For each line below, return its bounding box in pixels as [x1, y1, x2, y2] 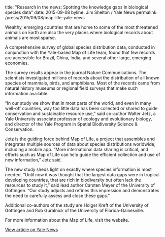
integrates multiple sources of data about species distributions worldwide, [5, 141, 156, 147]
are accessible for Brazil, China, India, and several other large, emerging [5, 55, 152, 61]
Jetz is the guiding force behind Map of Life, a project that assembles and [5, 136, 155, 142]
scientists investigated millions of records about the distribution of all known [5, 75, 160, 80]
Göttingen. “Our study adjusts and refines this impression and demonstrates [5, 188, 160, 193]
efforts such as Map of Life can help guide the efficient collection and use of [5, 152, 161, 158]
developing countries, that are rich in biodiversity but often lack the [5, 177, 141, 183]
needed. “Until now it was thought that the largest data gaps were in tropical [5, 172, 160, 177]
